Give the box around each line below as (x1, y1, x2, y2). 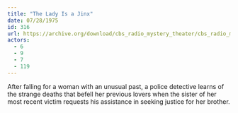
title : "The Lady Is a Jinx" (7, 10, 93, 18)
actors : (7, 37, 30, 44)
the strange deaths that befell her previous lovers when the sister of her (7, 90, 217, 98)
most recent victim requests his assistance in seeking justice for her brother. (7, 97, 230, 106)
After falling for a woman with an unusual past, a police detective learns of (7, 82, 225, 90)
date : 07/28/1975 (7, 17, 59, 24)
